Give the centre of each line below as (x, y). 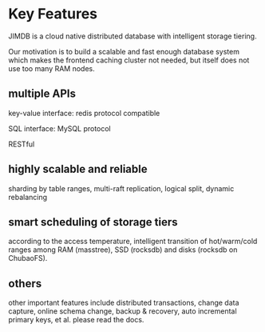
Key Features (53, 14)
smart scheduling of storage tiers (93, 222)
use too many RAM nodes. (52, 68)
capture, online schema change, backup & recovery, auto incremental (123, 311)
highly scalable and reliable (78, 169)
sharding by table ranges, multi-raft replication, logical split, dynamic (121, 188)
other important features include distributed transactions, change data (124, 303)
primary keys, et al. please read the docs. (76, 320)
